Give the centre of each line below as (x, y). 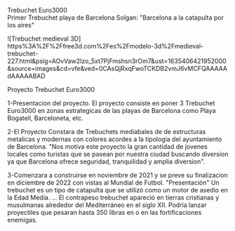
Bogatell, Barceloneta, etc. (45, 118)
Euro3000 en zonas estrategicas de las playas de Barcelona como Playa (112, 111)
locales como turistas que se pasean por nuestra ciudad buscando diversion (118, 154)
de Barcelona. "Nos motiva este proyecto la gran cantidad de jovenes (108, 146)
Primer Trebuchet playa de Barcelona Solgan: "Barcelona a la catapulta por (116, 18)
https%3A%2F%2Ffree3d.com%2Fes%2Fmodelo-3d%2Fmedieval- (106, 46)
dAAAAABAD (26, 76)
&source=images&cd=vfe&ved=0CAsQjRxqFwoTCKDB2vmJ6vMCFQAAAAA (117, 68)
